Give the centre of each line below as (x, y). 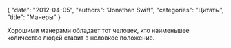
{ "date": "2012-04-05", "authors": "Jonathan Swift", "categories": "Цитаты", (115, 10)
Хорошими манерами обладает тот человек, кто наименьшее (98, 31)
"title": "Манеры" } (34, 17)
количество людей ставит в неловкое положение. (81, 38)
